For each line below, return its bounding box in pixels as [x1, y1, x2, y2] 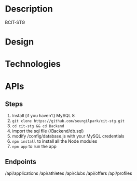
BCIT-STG [5, 19, 25, 25]
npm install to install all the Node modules [12, 138, 97, 144]
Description [5, 3, 53, 15]
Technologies [5, 59, 61, 70]
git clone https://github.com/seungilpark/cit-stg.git [12, 119, 125, 124]
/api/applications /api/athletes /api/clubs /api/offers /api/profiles [5, 170, 133, 176]
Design [5, 36, 34, 47]
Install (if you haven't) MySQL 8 [12, 113, 75, 119]
